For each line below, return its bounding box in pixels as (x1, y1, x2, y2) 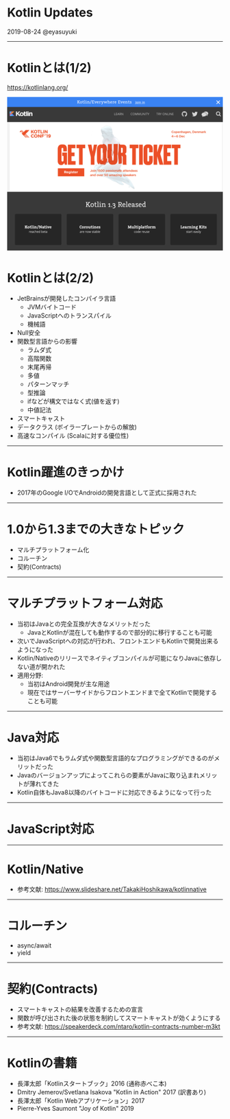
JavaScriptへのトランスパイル (27, 311, 112, 320)
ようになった (16, 645, 53, 653)
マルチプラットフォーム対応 (7, 596, 163, 611)
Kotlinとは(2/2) (7, 270, 94, 286)
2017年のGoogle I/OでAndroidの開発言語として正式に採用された (16, 488, 197, 497)
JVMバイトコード (27, 303, 77, 311)
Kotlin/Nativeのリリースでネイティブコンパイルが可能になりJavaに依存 (16, 654, 216, 662)
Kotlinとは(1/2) (7, 60, 92, 76)
